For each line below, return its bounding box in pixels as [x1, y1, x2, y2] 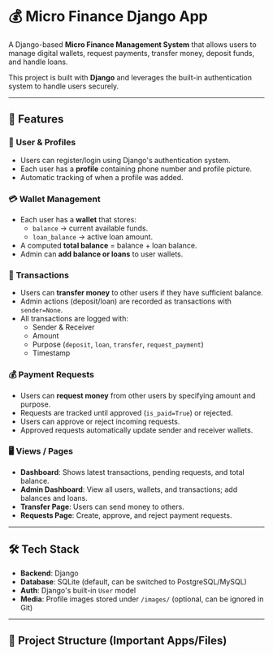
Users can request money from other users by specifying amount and [19, 390, 256, 400]
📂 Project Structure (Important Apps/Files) [8, 634, 227, 648]
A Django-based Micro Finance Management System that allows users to [8, 39, 258, 50]
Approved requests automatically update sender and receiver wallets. [19, 424, 253, 435]
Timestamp [32, 348, 71, 358]
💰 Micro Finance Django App [8, 7, 209, 26]
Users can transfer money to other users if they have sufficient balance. [19, 288, 264, 298]
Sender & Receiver [32, 322, 95, 332]
